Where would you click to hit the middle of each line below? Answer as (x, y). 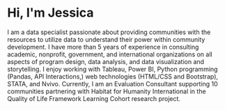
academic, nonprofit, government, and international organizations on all (110, 54)
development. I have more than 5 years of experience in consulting (103, 47)
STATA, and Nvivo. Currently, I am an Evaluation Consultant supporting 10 (113, 84)
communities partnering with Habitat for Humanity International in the (107, 91)
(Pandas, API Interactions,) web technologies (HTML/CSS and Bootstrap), (113, 76)
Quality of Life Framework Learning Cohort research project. (94, 98)
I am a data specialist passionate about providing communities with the (109, 32)
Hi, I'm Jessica (51, 13)
